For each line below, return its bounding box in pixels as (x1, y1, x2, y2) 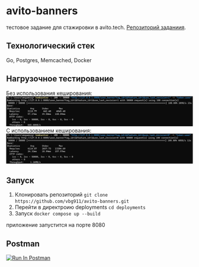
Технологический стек (6, 41, 95, 51)
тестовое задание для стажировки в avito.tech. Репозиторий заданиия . (6, 24, 187, 31)
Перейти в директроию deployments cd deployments (14, 204, 146, 211)
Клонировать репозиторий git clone (14, 191, 108, 198)
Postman (6, 239, 40, 249)
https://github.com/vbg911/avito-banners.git (14, 198, 129, 205)
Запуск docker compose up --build (14, 210, 101, 217)
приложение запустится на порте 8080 (6, 221, 105, 229)
